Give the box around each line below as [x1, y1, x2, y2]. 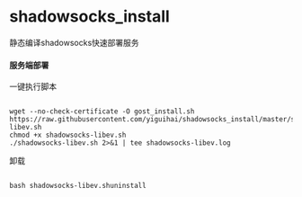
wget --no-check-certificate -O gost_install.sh [9, 107, 195, 116]
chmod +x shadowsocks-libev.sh [9, 130, 127, 140]
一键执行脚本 [9, 81, 57, 92]
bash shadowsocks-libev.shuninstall [9, 182, 147, 191]
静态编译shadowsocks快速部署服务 [9, 37, 139, 48]
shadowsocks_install [9, 6, 171, 27]
